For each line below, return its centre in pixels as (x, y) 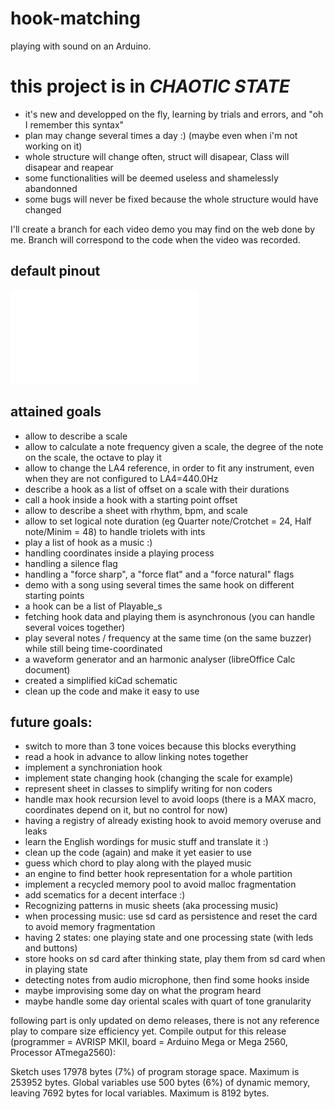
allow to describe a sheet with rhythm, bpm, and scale (136, 510)
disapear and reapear (69, 167)
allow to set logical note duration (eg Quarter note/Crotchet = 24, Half (168, 521)
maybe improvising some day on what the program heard (143, 991)
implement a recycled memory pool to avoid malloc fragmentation (160, 884)
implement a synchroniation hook (93, 768)
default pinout (55, 271)
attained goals (56, 412)
